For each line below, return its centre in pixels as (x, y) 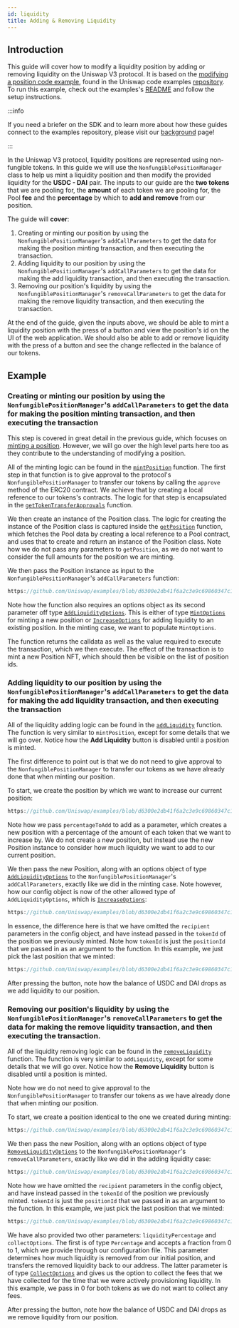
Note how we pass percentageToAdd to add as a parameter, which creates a (117, 825)
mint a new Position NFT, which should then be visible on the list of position (118, 657)
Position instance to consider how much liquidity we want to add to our (111, 848)
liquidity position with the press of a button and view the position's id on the (118, 330)
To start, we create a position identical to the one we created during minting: (119, 1117)
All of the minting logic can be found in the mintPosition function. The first (117, 467)
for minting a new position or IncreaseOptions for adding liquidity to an (111, 620)
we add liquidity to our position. (53, 990)
